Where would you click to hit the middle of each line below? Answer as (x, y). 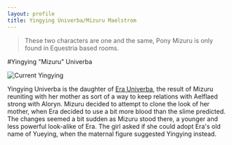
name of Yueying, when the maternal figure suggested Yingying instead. (112, 134)
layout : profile (31, 14)
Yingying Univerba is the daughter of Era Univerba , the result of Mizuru (110, 89)
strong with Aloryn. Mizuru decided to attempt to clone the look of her (108, 103)
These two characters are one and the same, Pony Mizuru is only (118, 40)
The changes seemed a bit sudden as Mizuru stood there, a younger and (113, 119)
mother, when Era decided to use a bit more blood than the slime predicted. (117, 111)
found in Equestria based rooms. (72, 48)
